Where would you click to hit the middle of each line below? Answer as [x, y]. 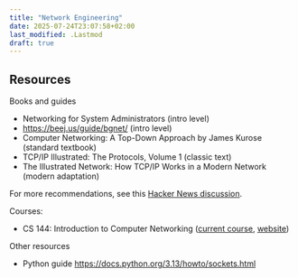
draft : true [32, 43]
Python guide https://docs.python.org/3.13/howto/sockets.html [139, 264]
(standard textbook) [59, 148]
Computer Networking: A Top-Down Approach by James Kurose [142, 138]
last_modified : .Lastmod [56, 34]
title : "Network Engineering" [66, 18]
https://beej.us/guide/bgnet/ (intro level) [97, 128]
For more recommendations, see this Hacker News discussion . [126, 194]
